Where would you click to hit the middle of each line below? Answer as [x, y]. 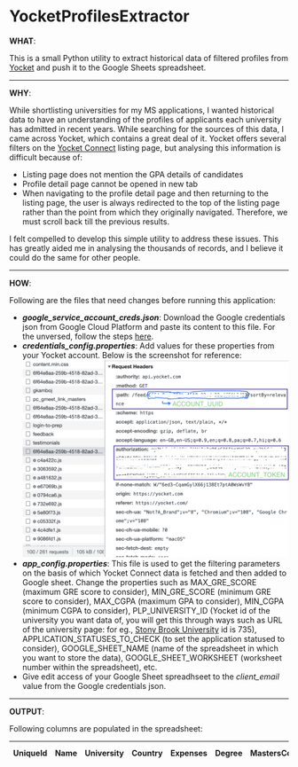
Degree [229, 753]
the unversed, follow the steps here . [88, 336]
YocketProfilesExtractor [99, 16]
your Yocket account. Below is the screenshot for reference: [132, 355]
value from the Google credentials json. [94, 686]
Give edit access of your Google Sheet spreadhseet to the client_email [150, 677]
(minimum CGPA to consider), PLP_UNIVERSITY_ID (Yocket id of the [146, 611]
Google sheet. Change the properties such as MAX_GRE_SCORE [139, 583]
